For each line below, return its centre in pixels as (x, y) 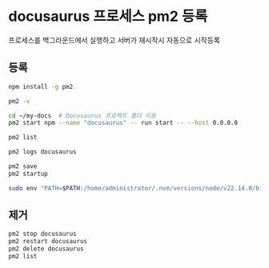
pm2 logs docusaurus (43, 152)
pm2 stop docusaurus (43, 234)
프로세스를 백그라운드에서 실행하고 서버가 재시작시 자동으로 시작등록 (114, 40)
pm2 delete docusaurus (46, 249)
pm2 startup (28, 174)
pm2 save (23, 166)
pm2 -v (19, 101)
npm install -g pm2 (41, 86)
